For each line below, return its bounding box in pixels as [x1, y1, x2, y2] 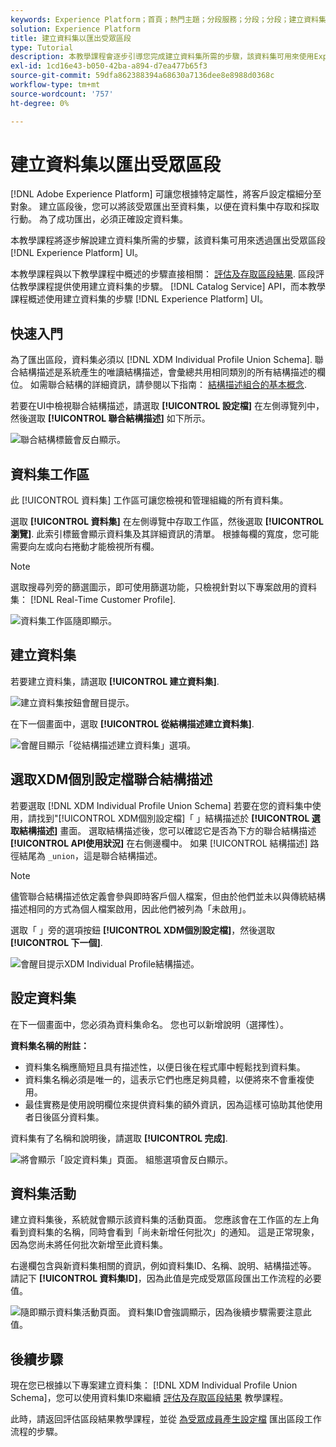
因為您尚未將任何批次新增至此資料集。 [10, 1239, 168, 1251]
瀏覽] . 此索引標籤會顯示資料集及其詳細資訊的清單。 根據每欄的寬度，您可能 [10, 528, 320, 540]
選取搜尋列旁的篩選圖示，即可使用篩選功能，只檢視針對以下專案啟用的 [10, 581, 300, 593]
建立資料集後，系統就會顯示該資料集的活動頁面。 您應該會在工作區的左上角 [10, 1214, 320, 1226]
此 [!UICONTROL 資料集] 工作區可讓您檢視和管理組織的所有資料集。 [10, 494, 289, 506]
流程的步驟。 [10, 1426, 63, 1438]
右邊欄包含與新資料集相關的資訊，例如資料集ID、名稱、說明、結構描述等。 [10, 1260, 317, 1272]
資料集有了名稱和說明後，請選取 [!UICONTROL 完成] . [10, 1132, 228, 1144]
